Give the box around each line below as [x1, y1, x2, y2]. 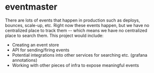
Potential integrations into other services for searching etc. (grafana [12, 52, 148, 58]
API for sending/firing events [12, 47, 70, 53]
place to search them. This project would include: [5, 33, 104, 38]
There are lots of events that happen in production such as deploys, [5, 17, 140, 23]
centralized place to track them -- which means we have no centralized [5, 27, 148, 33]
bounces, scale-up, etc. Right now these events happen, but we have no [5, 22, 150, 28]
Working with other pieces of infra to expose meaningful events [12, 62, 139, 68]
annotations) [12, 57, 38, 63]
